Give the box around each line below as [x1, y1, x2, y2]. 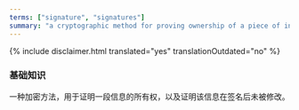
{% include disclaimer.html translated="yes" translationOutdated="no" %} [9, 45, 280, 56]
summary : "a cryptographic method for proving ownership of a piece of [9, 21, 280, 30]
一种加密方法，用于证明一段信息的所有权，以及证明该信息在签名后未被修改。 [9, 90, 290, 102]
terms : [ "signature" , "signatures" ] [9, 12, 145, 22]
